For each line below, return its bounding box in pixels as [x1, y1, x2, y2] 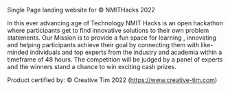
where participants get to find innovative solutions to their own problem [7, 27, 209, 34]
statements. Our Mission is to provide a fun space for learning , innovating [7, 34, 217, 42]
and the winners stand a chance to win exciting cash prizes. [7, 63, 176, 70]
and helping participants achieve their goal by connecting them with [7, 41, 200, 49]
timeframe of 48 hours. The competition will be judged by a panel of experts [7, 55, 223, 64]
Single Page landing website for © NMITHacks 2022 [7, 6, 156, 14]
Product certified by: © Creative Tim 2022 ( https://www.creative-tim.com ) [7, 76, 218, 84]
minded [7, 48, 29, 56]
